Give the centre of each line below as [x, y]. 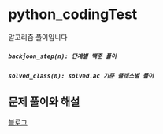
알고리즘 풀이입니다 [38, 37]
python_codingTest [73, 14]
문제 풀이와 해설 [44, 102]
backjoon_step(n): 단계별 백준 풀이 [62, 56]
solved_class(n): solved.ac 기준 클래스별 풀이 [81, 76]
